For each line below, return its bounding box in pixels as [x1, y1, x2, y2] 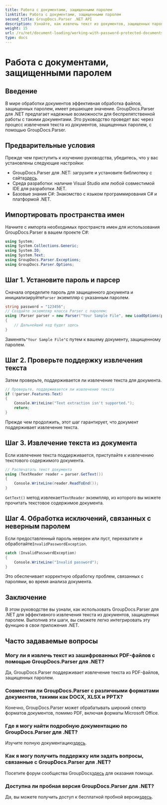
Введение [5, 87, 38, 95]
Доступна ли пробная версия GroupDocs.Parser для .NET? [5, 783, 154, 790]
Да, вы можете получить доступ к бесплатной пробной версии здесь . [5, 794, 153, 800]
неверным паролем [5, 522, 71, 531]
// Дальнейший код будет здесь [14, 323, 79, 328]
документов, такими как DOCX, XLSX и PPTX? [5, 693, 123, 700]
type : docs [5, 35, 28, 40]
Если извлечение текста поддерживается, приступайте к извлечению [5, 452, 154, 458]
